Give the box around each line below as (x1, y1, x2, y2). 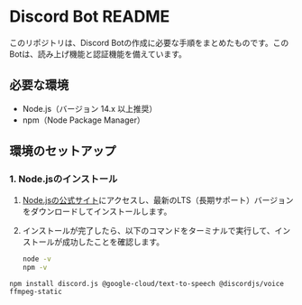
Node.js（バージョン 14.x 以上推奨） (22, 103, 158, 114)
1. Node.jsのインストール (9, 173, 118, 186)
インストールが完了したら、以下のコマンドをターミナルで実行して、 (22, 226, 275, 236)
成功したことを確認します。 (61, 236, 165, 247)
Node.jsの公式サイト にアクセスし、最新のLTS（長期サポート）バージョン (22, 195, 294, 206)
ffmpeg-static (9, 287, 63, 297)
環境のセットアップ (9, 143, 116, 159)
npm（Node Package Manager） (22, 115, 146, 125)
